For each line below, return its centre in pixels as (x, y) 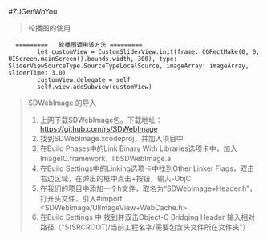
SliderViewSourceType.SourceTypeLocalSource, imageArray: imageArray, (129, 66)
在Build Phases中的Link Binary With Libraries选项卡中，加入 (139, 148)
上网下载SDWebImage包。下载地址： (101, 120)
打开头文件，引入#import (81, 198)
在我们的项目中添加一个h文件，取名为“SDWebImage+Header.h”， (148, 188)
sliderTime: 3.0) (37, 73)
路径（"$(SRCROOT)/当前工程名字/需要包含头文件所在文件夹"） (145, 227)
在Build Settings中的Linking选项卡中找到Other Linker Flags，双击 (147, 168)
